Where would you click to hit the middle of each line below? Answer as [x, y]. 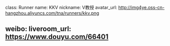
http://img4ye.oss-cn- [142, 7]
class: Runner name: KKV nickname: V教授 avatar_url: [61, 7]
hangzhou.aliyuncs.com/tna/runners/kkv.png [52, 13]
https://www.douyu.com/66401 [57, 37]
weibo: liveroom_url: [38, 29]
